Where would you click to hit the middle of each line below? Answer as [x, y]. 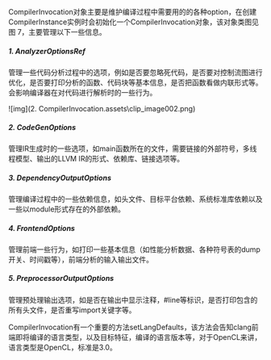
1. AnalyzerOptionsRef [47, 51]
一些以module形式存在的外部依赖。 [67, 209]
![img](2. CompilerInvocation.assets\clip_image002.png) [102, 108]
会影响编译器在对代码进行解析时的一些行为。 [83, 92]
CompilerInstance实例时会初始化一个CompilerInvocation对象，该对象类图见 [134, 22]
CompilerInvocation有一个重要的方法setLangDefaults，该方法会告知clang [130, 327]
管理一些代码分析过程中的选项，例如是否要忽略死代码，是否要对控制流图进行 [135, 72]
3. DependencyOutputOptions [60, 178]
